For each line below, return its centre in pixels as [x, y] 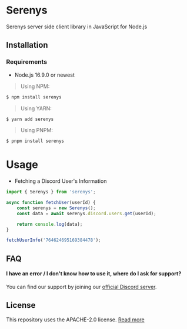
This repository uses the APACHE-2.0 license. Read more [76, 320]
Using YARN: [36, 108]
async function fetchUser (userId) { [51, 203]
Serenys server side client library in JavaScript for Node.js [77, 27]
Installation [27, 45]
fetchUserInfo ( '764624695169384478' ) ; [54, 240]
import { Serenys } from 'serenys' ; [51, 192]
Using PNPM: [36, 130]
